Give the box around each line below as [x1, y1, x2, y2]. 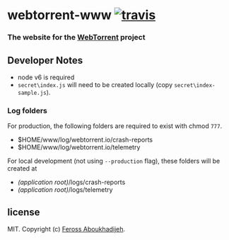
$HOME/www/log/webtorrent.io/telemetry [17, 143, 141, 152]
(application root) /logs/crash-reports [17, 178, 126, 187]
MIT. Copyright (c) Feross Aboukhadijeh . [7, 225, 126, 234]
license [7, 206, 40, 218]
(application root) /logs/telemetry [17, 185, 113, 194]
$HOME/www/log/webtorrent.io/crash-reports [17, 135, 153, 144]
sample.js [17, 89, 47, 96]
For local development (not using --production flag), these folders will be [7, 156, 221, 166]
